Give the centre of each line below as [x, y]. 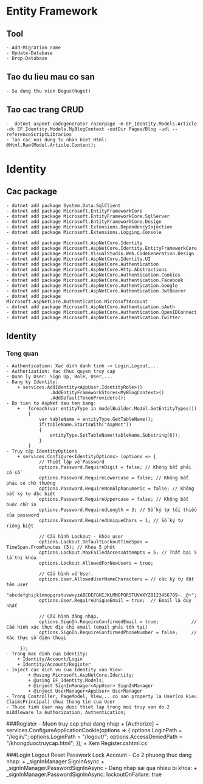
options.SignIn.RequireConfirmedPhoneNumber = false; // [118, 633]
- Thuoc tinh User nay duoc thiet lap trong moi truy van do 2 [88, 707]
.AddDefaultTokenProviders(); [88, 398]
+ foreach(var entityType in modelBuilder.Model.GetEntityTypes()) [107, 409]
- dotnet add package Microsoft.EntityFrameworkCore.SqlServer [88, 216]
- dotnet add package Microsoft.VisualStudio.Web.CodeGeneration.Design [100, 253]
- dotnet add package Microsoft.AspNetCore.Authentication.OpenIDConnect [102, 312]
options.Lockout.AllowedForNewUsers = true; [96, 563]
